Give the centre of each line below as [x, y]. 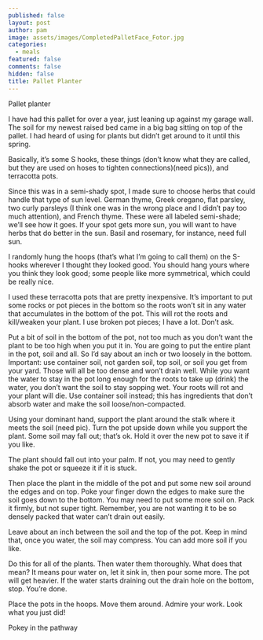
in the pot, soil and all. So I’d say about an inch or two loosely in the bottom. [130, 354]
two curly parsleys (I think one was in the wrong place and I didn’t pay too [128, 208]
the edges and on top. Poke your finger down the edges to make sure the [126, 491]
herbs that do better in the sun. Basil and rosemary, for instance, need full [127, 233]
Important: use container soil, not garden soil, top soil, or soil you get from [128, 362]
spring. [20, 144]
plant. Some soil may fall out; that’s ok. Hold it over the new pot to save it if [129, 436]
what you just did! [37, 612]
